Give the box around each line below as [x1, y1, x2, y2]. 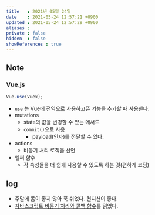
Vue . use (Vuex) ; [6, 94, 43, 100]
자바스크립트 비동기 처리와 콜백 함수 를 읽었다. [14, 203, 119, 210]
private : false [6, 30, 46, 36]
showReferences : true [6, 42, 62, 47]
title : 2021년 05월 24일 [6, 8, 72, 15]
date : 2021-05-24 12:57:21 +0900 [6, 14, 99, 20]
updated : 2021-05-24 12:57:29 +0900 [6, 19, 99, 25]
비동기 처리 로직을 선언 [23, 147, 76, 154]
